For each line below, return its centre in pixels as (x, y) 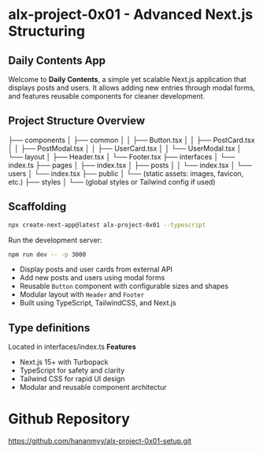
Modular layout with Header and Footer (82, 294)
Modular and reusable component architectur (93, 387)
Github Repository (69, 419)
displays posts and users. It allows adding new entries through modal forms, (132, 88)
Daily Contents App (57, 60)
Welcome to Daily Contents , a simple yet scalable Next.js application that (127, 79)
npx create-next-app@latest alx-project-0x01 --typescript (107, 225)
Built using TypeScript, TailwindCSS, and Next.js (98, 303)
